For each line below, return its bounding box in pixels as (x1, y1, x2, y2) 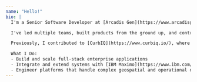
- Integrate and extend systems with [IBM (11, 62, 116, 67)
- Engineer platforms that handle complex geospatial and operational (11, 67, 188, 73)
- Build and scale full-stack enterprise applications (11, 56, 148, 62)
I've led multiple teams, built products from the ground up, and (11, 30, 177, 35)
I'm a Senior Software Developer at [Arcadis (11, 19, 125, 25)
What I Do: (11, 51, 38, 57)
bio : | (5, 14, 22, 20)
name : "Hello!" (5, 8, 43, 15)
